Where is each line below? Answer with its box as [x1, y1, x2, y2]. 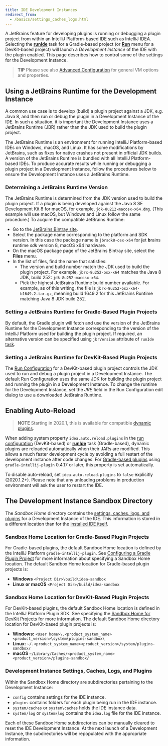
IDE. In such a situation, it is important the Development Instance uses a [5, 119, 153, 125]
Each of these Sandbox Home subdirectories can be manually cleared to [5, 720, 155, 726]
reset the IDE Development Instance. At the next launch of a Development [5, 725, 157, 731]
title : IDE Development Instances [5, 7, 78, 13]
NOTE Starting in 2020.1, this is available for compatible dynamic [17, 420, 151, 426]
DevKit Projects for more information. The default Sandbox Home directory [5, 616, 160, 622]
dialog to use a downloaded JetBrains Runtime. [5, 392, 103, 398]
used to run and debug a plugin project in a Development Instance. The [5, 371, 152, 377]
